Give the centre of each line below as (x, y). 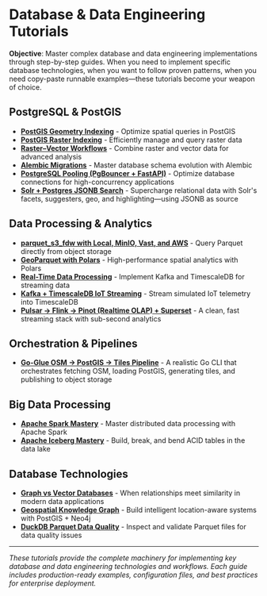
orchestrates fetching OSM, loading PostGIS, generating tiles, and (128, 371)
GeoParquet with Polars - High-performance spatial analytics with (129, 260)
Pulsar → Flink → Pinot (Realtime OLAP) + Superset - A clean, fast (130, 310)
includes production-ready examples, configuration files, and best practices (133, 575)
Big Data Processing (60, 404)
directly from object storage (66, 251)
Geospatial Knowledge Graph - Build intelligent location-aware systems (138, 510)
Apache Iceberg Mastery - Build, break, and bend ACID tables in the (133, 440)
